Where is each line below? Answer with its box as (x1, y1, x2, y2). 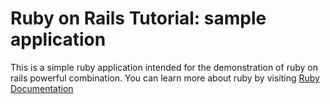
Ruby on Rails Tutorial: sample (10, 7, 267, 30)
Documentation (10, 82, 74, 94)
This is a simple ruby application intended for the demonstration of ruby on (10, 61, 318, 73)
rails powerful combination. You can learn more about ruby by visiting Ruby (10, 72, 320, 84)
